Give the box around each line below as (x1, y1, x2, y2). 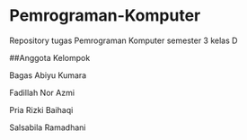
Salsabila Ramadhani (9, 122, 86, 133)
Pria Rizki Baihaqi (9, 104, 74, 115)
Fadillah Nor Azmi (9, 87, 75, 98)
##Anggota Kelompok (9, 52, 91, 63)
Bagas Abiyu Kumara (9, 69, 87, 81)
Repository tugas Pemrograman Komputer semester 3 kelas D (9, 35, 238, 46)
